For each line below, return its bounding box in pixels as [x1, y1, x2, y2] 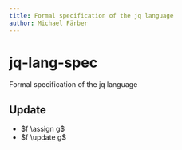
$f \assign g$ [20, 124, 65, 134]
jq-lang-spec [9, 53, 98, 72]
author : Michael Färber [9, 19, 89, 27]
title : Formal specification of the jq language [9, 11, 174, 20]
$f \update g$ [20, 132, 67, 142]
